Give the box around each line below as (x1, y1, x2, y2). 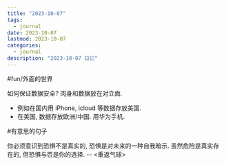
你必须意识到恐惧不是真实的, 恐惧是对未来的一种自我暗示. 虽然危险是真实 (7, 142, 214, 150)
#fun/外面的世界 (7, 74, 53, 82)
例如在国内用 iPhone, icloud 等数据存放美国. (17, 104, 142, 112)
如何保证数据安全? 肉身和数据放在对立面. (7, 89, 123, 97)
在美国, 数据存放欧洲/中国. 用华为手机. (17, 112, 125, 120)
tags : (7, 16, 23, 23)
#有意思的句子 (7, 126, 48, 135)
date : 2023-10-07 (7, 29, 57, 36)
